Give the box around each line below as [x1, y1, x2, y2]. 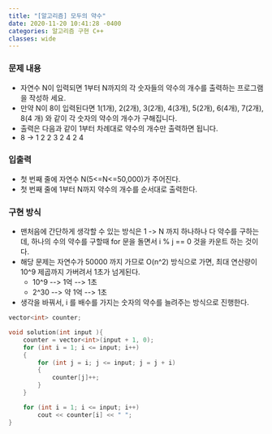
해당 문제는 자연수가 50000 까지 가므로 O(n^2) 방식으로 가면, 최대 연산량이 [19, 257, 258, 267]
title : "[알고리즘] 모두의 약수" [8, 11, 106, 20]
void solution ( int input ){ [8, 329, 104, 337]
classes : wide [8, 34, 57, 43]
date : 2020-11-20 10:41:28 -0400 [8, 19, 122, 28]
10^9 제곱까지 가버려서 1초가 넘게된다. [19, 267, 140, 277]
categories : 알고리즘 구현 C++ [8, 27, 104, 35]
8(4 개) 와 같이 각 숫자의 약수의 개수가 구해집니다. [19, 113, 177, 122]
